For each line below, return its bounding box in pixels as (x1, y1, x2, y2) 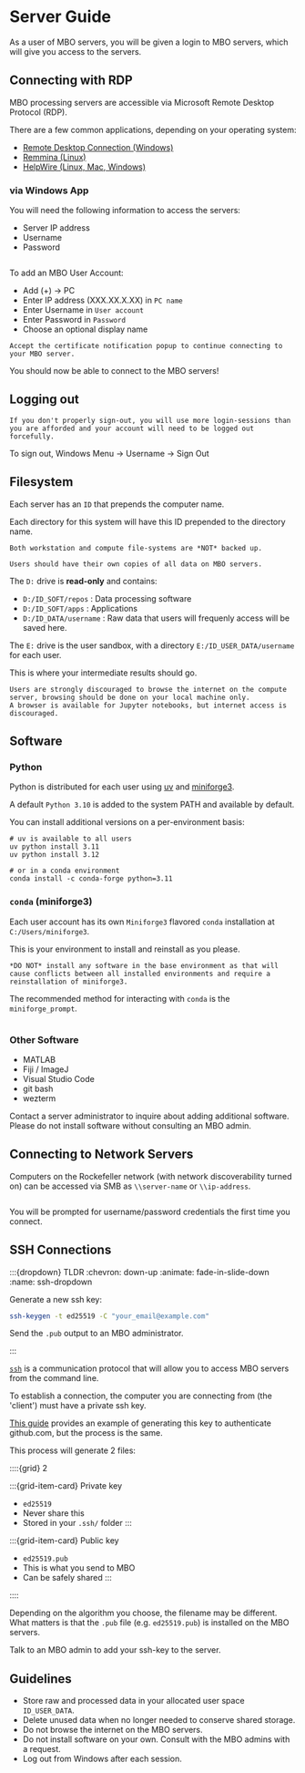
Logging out (9, 392, 79, 407)
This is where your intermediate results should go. (9, 667, 198, 678)
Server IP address (22, 222, 91, 233)
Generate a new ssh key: (9, 1294, 103, 1304)
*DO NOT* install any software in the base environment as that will (9, 961, 280, 970)
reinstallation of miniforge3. (9, 977, 128, 986)
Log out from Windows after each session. (22, 1753, 182, 1765)
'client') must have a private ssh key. (9, 1400, 147, 1411)
